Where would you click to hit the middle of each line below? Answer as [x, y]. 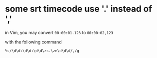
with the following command [33, 42]
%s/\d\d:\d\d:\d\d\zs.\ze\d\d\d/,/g [42, 51]
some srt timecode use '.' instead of [78, 9]
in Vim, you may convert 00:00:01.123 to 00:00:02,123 [59, 32]
